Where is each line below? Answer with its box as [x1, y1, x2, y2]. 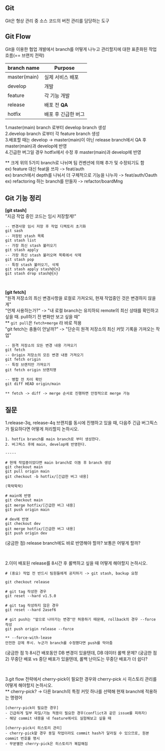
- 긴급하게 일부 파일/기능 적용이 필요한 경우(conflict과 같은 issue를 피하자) [5, 711, 147, 716]
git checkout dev [5, 521, 41, 526]
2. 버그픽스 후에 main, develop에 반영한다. [5, 442, 87, 447]
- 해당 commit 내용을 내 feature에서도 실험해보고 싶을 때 [5, 716, 112, 721]
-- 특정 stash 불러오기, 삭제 [5, 262, 59, 268]
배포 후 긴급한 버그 [44, 111, 85, 118]
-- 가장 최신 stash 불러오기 [5, 243, 57, 248]
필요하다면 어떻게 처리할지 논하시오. [10, 426, 79, 432]
